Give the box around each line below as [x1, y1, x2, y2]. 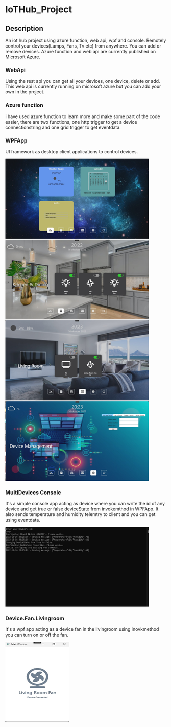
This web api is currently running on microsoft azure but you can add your [5, 83, 161, 90]
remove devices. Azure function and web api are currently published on [5, 49, 156, 54]
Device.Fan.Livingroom [5, 615, 65, 622]
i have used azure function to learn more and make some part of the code [5, 113, 160, 120]
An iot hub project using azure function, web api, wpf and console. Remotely [5, 37, 166, 43]
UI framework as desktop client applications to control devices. [5, 148, 138, 154]
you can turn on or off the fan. [5, 632, 69, 638]
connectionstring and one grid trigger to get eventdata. [5, 124, 121, 130]
